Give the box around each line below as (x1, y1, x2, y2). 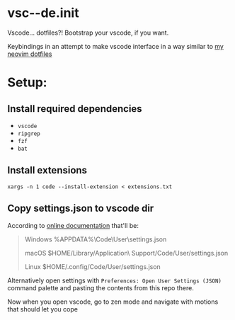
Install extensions (7, 164, 87, 176)
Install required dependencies (7, 103, 143, 115)
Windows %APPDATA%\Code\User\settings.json (24, 235, 167, 244)
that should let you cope (7, 304, 78, 313)
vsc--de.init (7, 5, 79, 21)
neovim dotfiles (7, 50, 52, 58)
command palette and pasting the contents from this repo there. (7, 283, 195, 292)
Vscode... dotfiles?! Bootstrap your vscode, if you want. (7, 28, 169, 37)
